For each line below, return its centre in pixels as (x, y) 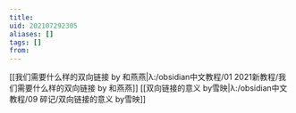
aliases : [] (31, 34)
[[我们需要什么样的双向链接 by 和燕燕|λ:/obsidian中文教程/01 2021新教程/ (144, 77)
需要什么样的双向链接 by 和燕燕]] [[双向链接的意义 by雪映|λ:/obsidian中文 (152, 88)
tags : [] (25, 42)
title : (21, 17)
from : (19, 51)
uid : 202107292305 (43, 26)
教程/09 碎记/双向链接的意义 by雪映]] (77, 100)
